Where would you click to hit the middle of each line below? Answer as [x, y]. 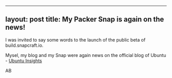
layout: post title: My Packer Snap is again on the [85, 19]
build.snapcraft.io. [24, 45]
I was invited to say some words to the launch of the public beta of [76, 40]
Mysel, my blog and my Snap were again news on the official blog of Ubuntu [86, 55]
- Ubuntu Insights [24, 61]
